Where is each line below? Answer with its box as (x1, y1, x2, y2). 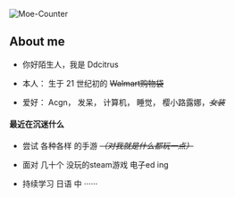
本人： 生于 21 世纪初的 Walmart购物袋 (21, 78, 164, 88)
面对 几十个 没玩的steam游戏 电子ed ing (21, 160, 169, 170)
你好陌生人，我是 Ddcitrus (21, 59, 119, 70)
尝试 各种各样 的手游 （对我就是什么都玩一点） (21, 141, 194, 152)
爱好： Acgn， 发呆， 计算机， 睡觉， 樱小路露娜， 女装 (21, 96, 225, 107)
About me (9, 34, 65, 49)
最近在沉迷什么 (9, 119, 64, 129)
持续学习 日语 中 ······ (21, 178, 98, 189)
